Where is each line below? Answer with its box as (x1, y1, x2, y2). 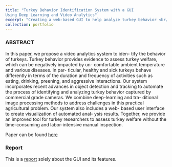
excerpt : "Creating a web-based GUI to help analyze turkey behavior (5, 17, 157, 22)
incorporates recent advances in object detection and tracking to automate (5, 83, 163, 89)
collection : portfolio (5, 22, 54, 27)
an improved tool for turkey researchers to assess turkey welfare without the (5, 116, 167, 122)
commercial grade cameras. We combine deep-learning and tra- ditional (5, 94, 158, 100)
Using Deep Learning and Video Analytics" (5, 12, 97, 17)
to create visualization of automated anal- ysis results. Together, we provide (5, 110, 165, 117)
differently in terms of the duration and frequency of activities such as (5, 72, 153, 79)
